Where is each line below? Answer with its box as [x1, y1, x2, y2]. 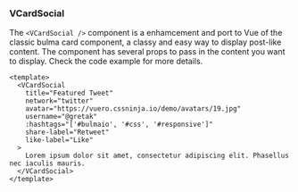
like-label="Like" [25, 136, 94, 145]
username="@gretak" [25, 113, 98, 121]
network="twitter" [25, 96, 94, 105]
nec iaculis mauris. [9, 159, 87, 168]
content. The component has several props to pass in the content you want [9, 46, 286, 57]
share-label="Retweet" [25, 128, 110, 137]
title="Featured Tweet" [25, 88, 114, 98]
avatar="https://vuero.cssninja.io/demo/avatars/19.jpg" [25, 104, 242, 113]
